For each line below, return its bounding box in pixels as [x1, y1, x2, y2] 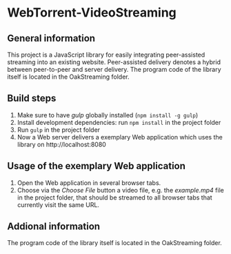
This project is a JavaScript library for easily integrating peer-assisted [7, 50, 205, 59]
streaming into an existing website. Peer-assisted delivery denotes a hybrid [7, 58, 221, 66]
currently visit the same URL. [17, 200, 100, 208]
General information [7, 32, 95, 44]
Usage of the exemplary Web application [7, 160, 186, 172]
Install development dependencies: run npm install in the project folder [17, 118, 221, 126]
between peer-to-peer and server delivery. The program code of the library [7, 66, 222, 73]
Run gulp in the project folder [17, 126, 101, 134]
